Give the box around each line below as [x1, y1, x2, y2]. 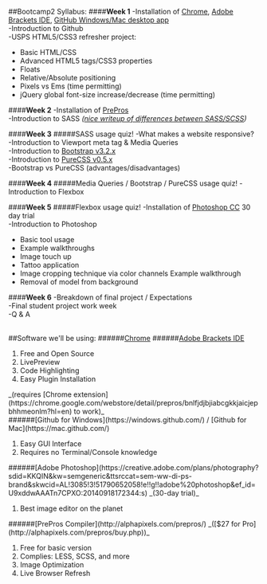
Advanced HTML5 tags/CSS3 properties [19, 56, 153, 65]
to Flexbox [49, 187, 84, 196]
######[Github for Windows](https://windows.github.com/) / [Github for [8, 415, 247, 425]
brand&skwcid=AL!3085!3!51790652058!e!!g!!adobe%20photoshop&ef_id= [8, 480, 257, 489]
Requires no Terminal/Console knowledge [19, 448, 158, 457]
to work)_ [73, 406, 105, 416]
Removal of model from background [19, 277, 139, 286]
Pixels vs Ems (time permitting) [19, 81, 122, 91]
